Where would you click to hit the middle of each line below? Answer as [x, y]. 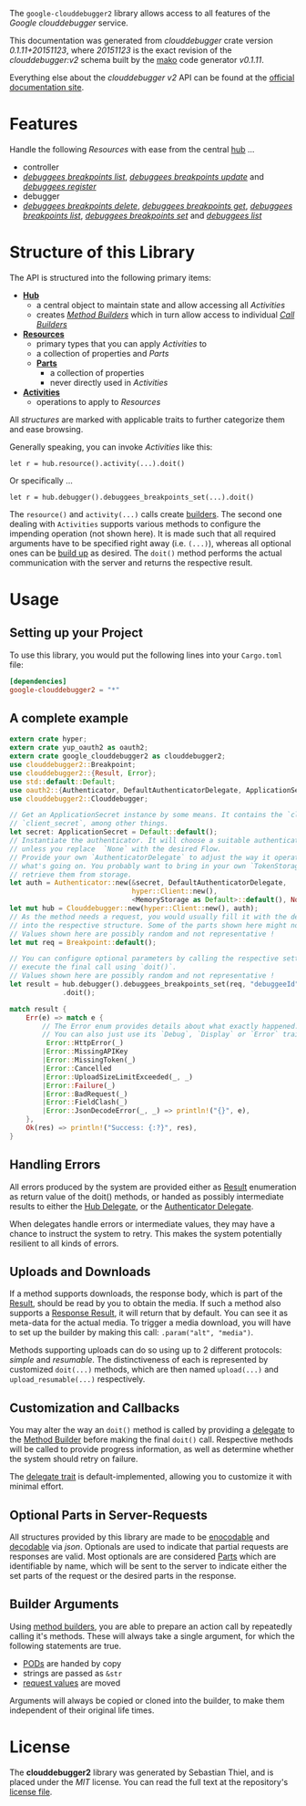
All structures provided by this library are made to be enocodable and [140, 1537]
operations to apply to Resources [98, 401]
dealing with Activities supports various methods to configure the [135, 524]
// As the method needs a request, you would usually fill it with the [148, 917]
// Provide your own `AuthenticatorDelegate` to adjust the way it [140, 857]
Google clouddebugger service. [69, 23]
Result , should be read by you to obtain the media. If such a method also [145, 1303]
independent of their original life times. [82, 1710]
